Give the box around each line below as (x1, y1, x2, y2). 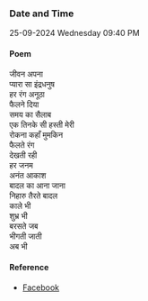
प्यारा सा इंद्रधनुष (9, 78, 56, 89)
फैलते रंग (9, 139, 35, 150)
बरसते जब (9, 220, 39, 232)
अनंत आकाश (9, 169, 47, 180)
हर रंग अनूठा (9, 88, 45, 99)
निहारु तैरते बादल (9, 190, 58, 201)
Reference (9, 262, 49, 273)
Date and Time (9, 7, 74, 20)
